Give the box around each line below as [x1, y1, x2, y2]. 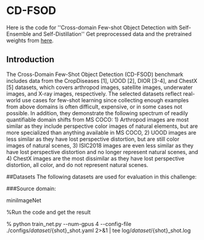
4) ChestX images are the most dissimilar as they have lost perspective [6, 155, 185, 162]
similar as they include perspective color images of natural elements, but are [6, 122, 199, 130]
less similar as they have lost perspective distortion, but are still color [6, 135, 180, 143]
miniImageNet [6, 196, 41, 204]
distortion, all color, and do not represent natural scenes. [6, 161, 149, 168]
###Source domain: [6, 185, 57, 192]
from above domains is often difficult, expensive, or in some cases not [6, 103, 183, 110]
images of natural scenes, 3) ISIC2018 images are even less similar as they [6, 141, 194, 149]
